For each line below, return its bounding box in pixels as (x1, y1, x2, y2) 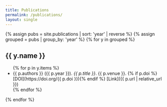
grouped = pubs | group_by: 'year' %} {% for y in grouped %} (5, 36, 135, 42)
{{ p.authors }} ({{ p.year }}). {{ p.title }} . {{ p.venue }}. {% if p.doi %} (12, 70, 157, 77)
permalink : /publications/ (5, 12, 63, 17)
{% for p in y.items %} (12, 65, 60, 71)
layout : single (5, 17, 38, 22)
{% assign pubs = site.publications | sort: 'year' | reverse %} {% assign (5, 31, 155, 37)
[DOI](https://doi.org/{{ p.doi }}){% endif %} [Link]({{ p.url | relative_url (12, 76, 162, 82)
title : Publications (5, 7, 50, 13)
